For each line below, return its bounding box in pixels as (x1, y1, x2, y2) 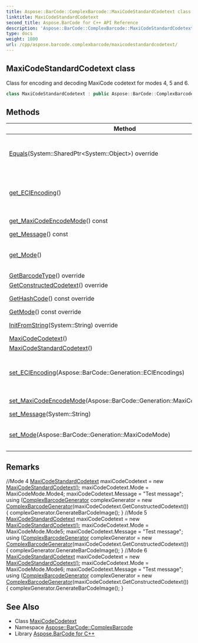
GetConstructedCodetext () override (9, 281, 108, 290)
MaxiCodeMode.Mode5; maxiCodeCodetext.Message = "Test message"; (6, 528, 183, 535)
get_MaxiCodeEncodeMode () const (9, 217, 108, 225)
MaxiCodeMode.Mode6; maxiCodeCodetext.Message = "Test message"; (6, 566, 184, 573)
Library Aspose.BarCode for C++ (14, 630, 95, 637)
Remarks (6, 462, 40, 472)
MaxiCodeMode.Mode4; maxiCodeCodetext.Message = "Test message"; (6, 490, 184, 497)
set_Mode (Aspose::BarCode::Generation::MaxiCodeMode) (9, 430, 171, 439)
